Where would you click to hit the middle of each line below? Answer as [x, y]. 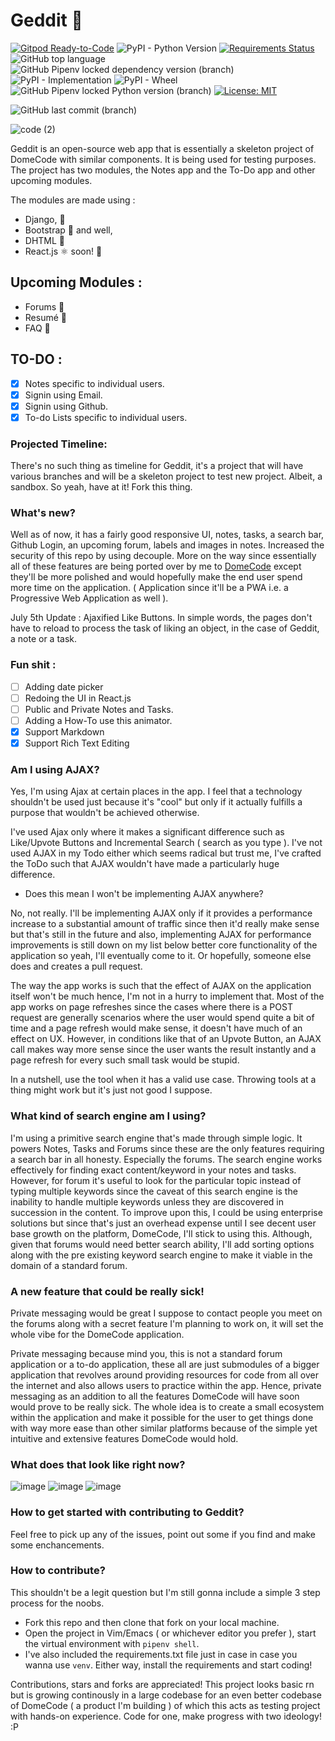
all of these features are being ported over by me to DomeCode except [156, 566]
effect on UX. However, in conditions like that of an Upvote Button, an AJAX [166, 1039]
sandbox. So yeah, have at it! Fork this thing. [101, 487]
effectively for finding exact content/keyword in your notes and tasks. [153, 1170]
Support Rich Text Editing [77, 743]
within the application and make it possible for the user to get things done [162, 1417]
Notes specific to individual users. [94, 383]
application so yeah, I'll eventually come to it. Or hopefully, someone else [161, 956]
